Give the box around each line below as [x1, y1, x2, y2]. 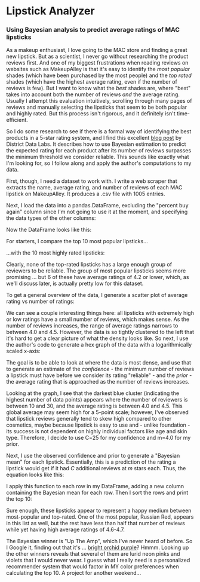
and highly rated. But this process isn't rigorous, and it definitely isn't [6, 110, 176, 117]
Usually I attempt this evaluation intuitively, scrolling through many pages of [6, 97, 192, 105]
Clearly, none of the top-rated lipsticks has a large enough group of [6, 261, 172, 268]
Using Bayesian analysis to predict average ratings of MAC [6, 26, 180, 34]
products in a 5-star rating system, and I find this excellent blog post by [6, 134, 182, 142]
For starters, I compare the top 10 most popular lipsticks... [6, 238, 148, 245]
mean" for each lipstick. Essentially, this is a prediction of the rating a [6, 458, 176, 465]
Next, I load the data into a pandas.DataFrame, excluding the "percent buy [6, 202, 189, 209]
